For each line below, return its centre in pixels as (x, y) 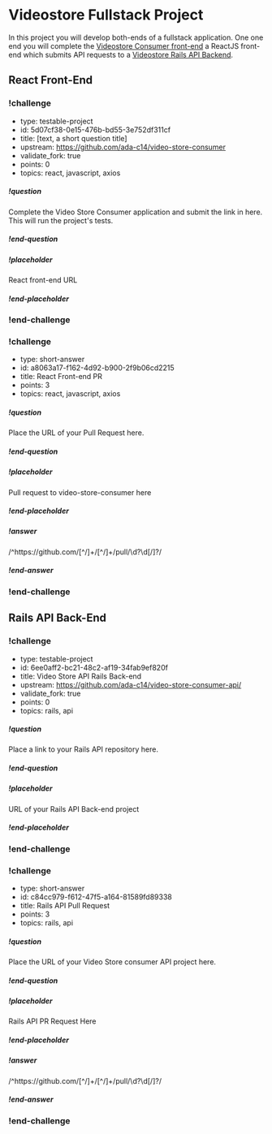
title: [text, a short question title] (73, 138)
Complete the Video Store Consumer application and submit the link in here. (136, 212)
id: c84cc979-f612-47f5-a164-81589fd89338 (96, 897)
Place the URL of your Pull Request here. (76, 433)
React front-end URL (43, 280)
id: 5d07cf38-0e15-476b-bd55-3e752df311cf (95, 129)
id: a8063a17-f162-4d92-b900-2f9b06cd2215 (97, 368)
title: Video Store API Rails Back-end (81, 676)
